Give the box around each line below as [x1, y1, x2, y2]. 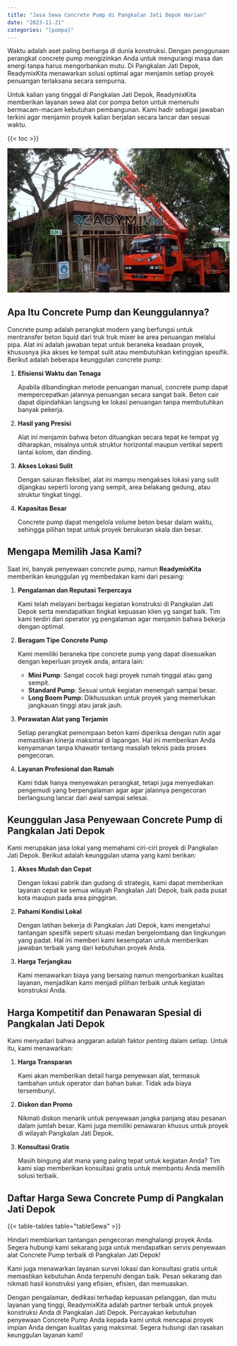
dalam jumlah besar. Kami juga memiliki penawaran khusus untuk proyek [17, 1122, 229, 1130]
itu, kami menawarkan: [7, 1044, 73, 1053]
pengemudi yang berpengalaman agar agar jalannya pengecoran [17, 786, 207, 794]
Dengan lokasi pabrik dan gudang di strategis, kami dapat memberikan [17, 879, 224, 887]
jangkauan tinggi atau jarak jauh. [28, 701, 123, 709]
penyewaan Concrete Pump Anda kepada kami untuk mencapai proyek [7, 1316, 214, 1324]
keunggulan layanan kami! [7, 1331, 83, 1340]
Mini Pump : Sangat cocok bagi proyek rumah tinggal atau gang [28, 671, 213, 679]
